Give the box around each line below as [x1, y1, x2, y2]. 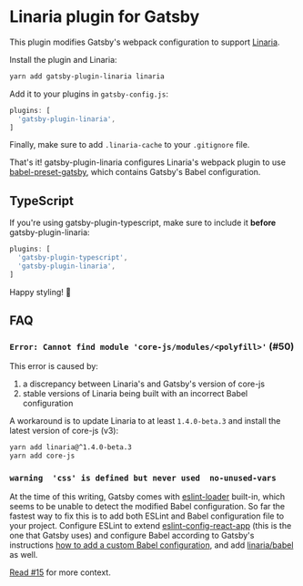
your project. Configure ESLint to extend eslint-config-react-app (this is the [9, 520, 292, 531]
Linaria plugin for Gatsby [9, 6, 200, 27]
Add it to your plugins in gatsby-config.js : [9, 88, 168, 99]
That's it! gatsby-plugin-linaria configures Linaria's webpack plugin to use [9, 157, 287, 168]
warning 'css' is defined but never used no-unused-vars [9, 473, 277, 484]
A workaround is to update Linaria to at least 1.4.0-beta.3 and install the [9, 416, 281, 427]
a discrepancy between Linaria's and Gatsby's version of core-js [22, 378, 266, 389]
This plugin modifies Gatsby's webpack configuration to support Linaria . [9, 36, 280, 47]
